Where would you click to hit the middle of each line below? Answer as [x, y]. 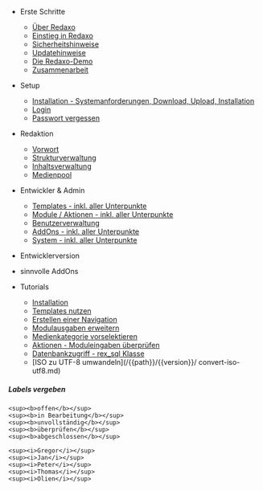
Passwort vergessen [66, 118]
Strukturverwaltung [64, 158]
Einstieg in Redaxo [63, 36]
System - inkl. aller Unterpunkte [84, 240]
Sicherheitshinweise [65, 44]
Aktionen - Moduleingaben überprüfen [96, 345]
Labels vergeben [37, 389]
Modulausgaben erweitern [76, 328]
